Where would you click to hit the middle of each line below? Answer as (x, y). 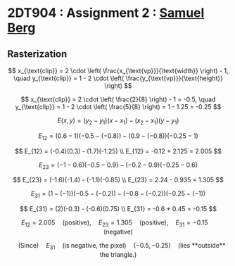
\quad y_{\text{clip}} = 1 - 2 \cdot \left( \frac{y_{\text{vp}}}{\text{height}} (118, 78)
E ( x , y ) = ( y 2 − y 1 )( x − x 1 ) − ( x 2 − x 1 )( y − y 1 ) (118, 121)
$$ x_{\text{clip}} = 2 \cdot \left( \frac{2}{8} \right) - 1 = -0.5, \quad (118, 99)
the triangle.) (118, 254)
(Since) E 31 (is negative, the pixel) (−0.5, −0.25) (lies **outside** (122, 246)
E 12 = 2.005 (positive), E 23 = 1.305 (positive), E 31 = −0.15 (114, 223)
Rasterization (37, 54)
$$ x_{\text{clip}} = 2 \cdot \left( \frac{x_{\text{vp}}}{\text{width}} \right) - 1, (118, 71)
